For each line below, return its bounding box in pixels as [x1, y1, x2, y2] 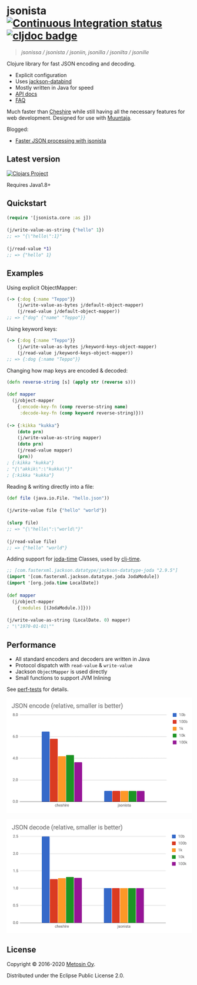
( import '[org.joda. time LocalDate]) [6, 580, 99, 586]
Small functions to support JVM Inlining [15, 674, 111, 681]
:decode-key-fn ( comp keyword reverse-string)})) [19, 410, 144, 416]
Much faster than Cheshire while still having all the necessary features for [6, 108, 185, 115]
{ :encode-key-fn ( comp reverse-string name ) [17, 404, 128, 410]
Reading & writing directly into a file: [6, 483, 95, 490]
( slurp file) [6, 520, 39, 526]
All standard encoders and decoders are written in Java [15, 655, 151, 663]
